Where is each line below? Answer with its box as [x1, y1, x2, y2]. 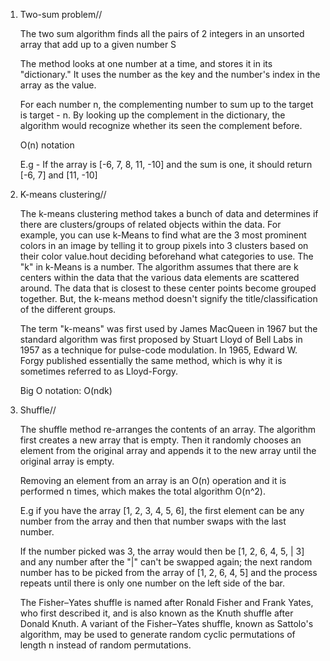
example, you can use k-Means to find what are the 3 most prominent [19, 229, 307, 241]
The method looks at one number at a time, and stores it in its [19, 58, 273, 69]
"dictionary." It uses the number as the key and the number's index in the [19, 69, 321, 80]
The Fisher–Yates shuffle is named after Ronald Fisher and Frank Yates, [19, 597, 314, 608]
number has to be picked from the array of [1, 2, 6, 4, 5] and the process [19, 567, 318, 578]
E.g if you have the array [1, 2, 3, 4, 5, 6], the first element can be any [19, 505, 305, 516]
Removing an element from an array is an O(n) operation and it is [19, 475, 287, 486]
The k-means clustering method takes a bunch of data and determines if [19, 208, 319, 219]
